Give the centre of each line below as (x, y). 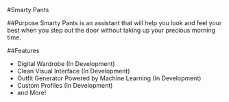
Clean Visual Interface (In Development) (73, 71)
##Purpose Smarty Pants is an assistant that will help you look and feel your (114, 23)
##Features (23, 51)
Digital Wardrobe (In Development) (66, 64)
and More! (32, 92)
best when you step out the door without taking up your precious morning (111, 30)
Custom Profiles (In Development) (65, 85)
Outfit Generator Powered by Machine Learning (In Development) (109, 78)
